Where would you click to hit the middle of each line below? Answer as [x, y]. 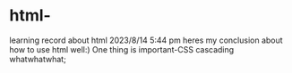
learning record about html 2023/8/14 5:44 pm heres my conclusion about [146, 40]
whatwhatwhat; [38, 59]
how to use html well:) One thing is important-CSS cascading [122, 49]
